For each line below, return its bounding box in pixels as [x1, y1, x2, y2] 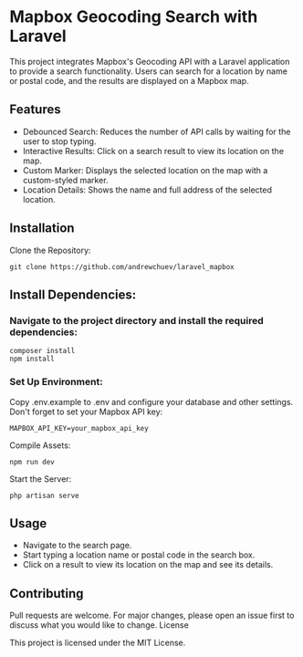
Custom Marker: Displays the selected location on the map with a [22, 164, 268, 175]
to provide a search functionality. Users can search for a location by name [9, 66, 287, 77]
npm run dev [9, 457, 55, 466]
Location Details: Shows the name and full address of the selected [22, 184, 272, 195]
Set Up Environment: [9, 376, 103, 389]
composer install [9, 347, 76, 356]
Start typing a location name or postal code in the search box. [22, 549, 256, 560]
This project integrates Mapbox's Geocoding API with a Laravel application [9, 56, 290, 67]
